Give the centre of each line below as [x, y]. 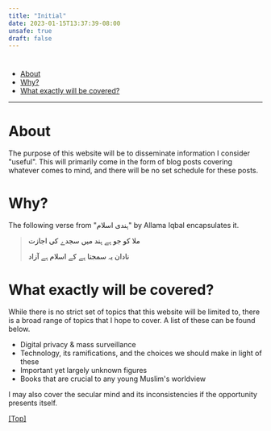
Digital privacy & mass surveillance [78, 345]
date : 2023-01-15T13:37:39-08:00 [65, 23]
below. [19, 329]
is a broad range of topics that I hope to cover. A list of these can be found [132, 321]
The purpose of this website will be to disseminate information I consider [129, 153]
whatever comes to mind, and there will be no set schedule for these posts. [133, 171]
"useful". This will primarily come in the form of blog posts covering [120, 162]
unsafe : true [30, 31]
